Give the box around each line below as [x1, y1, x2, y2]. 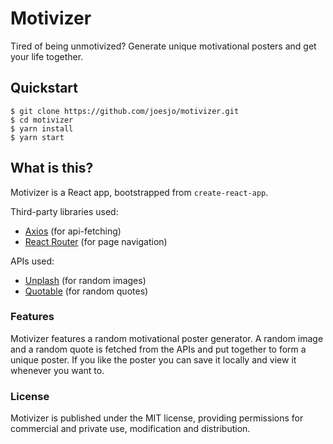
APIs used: [10, 255, 55, 267]
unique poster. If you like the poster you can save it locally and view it [10, 353, 297, 366]
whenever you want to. [10, 364, 105, 376]
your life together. [10, 50, 84, 62]
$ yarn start [10, 132, 65, 142]
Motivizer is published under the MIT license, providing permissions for [10, 412, 304, 424]
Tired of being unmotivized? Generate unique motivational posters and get [10, 40, 317, 52]
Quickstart [10, 80, 79, 97]
